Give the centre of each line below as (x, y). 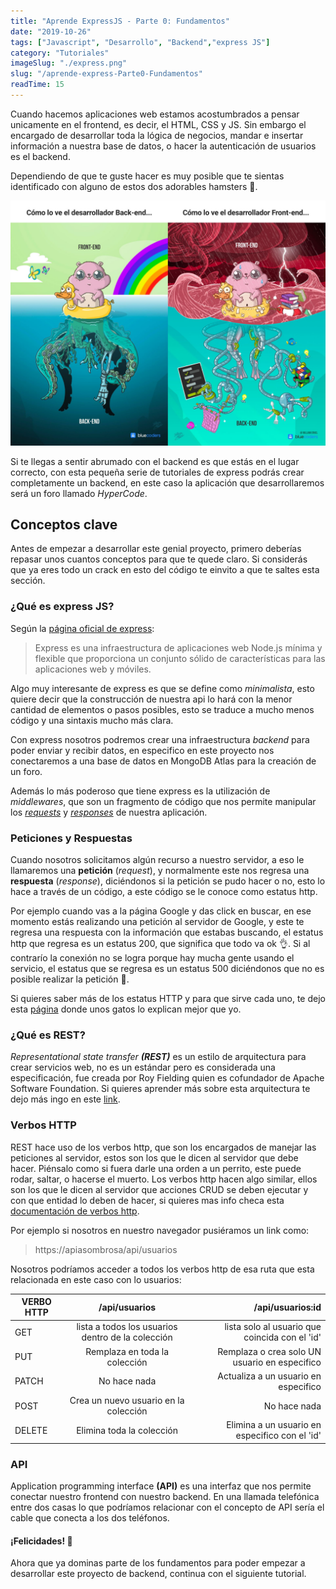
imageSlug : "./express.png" (69, 63)
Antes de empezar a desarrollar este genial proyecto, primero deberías (156, 549)
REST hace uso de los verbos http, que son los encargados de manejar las (163, 1147)
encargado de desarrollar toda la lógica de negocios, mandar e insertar (157, 135)
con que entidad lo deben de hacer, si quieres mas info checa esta (147, 1200)
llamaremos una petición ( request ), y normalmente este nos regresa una (160, 871)
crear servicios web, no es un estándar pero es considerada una (143, 1067)
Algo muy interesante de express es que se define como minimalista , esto (162, 688)
